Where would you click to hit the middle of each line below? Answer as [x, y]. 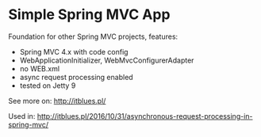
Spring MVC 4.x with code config [74, 51]
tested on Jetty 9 [48, 86]
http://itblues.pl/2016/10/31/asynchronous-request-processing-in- [145, 116]
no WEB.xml [40, 68]
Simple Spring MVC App [89, 15]
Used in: [22, 116]
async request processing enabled [76, 77]
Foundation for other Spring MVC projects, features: [93, 36]
